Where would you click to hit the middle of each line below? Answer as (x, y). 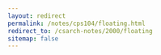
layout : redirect (37, 16)
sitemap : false (33, 38)
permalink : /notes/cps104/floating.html (77, 23)
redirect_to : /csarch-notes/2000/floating (80, 31)
